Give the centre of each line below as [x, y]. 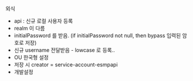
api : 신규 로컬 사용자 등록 [43, 21]
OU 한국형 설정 [31, 57]
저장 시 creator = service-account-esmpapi [66, 65]
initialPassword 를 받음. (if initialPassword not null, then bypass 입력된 [97, 36]
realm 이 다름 [29, 28]
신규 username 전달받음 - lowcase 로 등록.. [65, 50]
